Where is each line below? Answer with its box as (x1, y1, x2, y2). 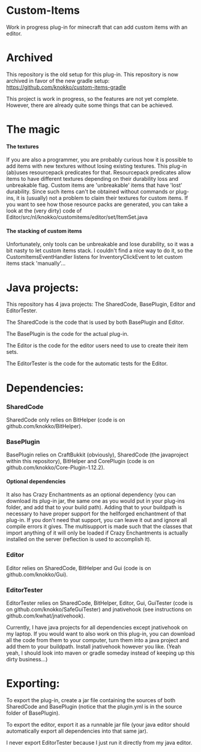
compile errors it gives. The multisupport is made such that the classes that (6, 523, 193, 530)
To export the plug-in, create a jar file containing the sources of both (6, 696, 176, 703)
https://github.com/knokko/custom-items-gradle (6, 83, 126, 91)
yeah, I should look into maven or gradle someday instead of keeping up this (6, 649, 195, 656)
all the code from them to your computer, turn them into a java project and (6, 636, 189, 643)
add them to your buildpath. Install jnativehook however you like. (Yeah (6, 643, 181, 650)
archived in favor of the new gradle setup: (6, 77, 110, 84)
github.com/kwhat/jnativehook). (6, 612, 85, 619)
